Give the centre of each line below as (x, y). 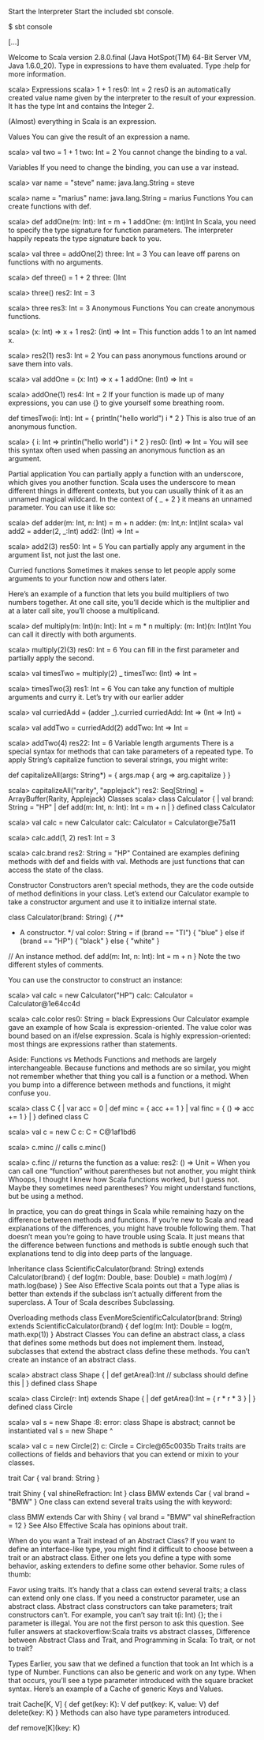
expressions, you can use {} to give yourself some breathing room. (116, 403)
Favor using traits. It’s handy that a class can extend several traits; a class (127, 1590)
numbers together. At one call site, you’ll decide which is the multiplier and (129, 602)
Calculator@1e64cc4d (44, 1003)
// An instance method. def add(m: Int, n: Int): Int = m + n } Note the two (124, 956)
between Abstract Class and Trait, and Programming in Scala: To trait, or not (132, 1640)
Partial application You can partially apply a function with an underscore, (126, 474)
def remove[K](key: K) (44, 1728)
